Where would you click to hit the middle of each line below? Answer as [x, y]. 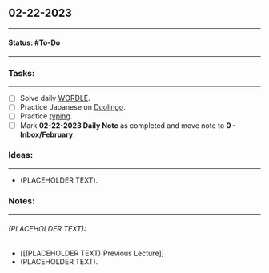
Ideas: [21, 155]
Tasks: [22, 73]
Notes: [22, 201]
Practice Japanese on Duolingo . [72, 107]
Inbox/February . [48, 134]
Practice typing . [46, 116]
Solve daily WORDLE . [55, 98]
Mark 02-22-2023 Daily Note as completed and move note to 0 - [128, 125]
